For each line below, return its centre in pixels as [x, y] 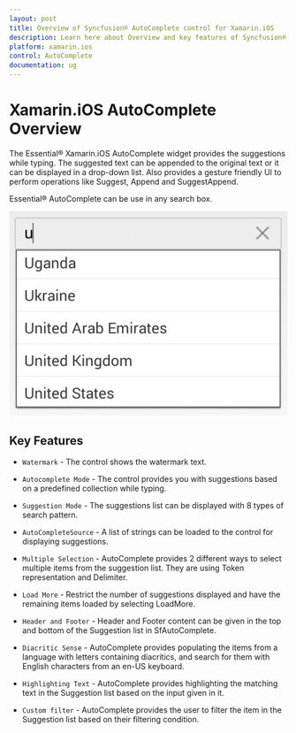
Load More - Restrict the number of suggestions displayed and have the [151, 595]
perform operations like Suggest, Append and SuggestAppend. [124, 181]
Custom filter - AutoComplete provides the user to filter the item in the [152, 710]
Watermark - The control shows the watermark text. [114, 462]
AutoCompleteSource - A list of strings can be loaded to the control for [148, 532]
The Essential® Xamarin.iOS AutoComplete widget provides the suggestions [147, 153]
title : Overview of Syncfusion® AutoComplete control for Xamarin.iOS [142, 28]
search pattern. [50, 515]
